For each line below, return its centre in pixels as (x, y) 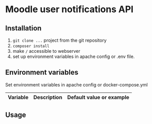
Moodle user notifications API (69, 9)
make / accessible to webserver (46, 51)
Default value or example (98, 97)
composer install (31, 46)
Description (48, 97)
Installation (23, 28)
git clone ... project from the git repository (59, 40)
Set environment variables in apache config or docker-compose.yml (77, 84)
